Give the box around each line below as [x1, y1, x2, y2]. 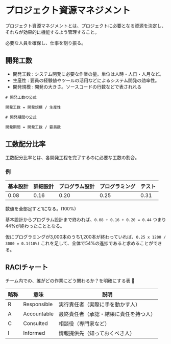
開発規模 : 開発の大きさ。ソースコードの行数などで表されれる [12, 83, 142, 90]
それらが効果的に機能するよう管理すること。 [5, 29, 100, 35]
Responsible [23, 300, 53, 308]
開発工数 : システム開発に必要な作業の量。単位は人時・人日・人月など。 [12, 71, 164, 77]
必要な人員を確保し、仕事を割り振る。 [5, 39, 86, 46]
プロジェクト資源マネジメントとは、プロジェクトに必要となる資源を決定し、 [5, 23, 166, 29]
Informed [23, 329, 45, 336]
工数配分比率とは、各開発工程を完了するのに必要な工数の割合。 [5, 154, 139, 160]
